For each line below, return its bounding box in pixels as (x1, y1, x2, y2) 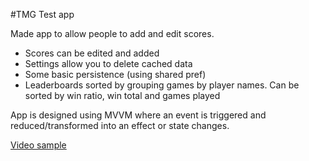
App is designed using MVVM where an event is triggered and (10, 109, 267, 121)
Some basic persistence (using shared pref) (24, 69, 207, 80)
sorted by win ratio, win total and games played (24, 90, 221, 101)
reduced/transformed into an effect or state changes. (10, 120, 230, 131)
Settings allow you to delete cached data (24, 58, 193, 69)
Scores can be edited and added (24, 47, 160, 59)
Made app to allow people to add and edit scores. (10, 28, 215, 39)
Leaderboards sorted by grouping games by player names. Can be (24, 79, 300, 91)
